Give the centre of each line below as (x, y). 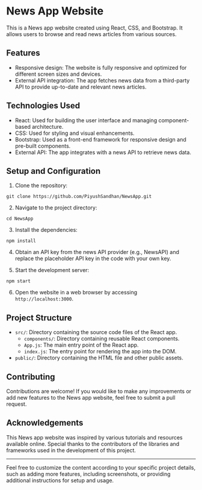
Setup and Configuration (54, 171)
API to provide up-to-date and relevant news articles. (81, 87)
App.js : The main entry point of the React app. (81, 345)
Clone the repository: (41, 185)
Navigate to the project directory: (56, 208)
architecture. (48, 126)
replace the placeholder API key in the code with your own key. (93, 259)
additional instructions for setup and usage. (60, 480)
